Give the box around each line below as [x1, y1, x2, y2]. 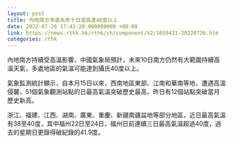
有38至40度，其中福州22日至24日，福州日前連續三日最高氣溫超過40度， [7, 120, 216, 128]
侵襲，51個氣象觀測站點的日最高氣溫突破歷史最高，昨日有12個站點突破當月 [7, 88, 221, 96]
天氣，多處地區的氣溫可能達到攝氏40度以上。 [12, 64, 143, 73]
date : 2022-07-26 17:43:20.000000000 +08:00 [7, 23, 138, 30]
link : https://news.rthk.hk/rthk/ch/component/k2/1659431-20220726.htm [7, 29, 218, 37]
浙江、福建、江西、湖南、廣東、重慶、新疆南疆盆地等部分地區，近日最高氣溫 [7, 111, 226, 120]
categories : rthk [7, 36, 58, 43]
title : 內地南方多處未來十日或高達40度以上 [7, 17, 118, 23]
